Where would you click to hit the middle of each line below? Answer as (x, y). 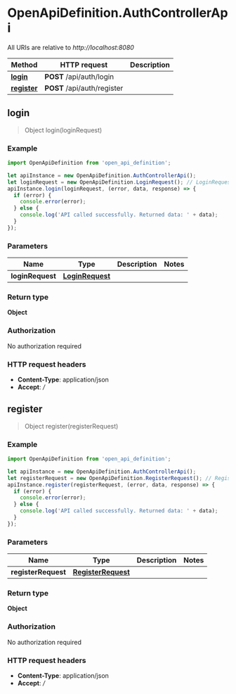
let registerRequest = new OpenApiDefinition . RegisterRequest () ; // (110, 478)
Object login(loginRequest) (63, 130)
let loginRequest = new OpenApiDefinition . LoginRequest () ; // (100, 182)
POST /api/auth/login (79, 77)
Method (24, 65)
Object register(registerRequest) (71, 426)
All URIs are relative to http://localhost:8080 (71, 47)
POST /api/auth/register (84, 88)
